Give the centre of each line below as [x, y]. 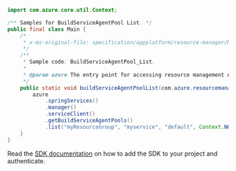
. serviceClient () [70, 114]
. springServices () [72, 101]
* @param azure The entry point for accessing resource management [124, 75]
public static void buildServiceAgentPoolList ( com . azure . [106, 88]
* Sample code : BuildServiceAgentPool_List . [89, 62]
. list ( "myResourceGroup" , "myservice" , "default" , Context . [135, 127]
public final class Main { [47, 29]
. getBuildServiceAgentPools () [89, 121]
